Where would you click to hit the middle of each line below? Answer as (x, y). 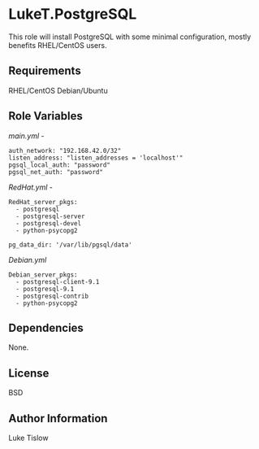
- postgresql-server (50, 216)
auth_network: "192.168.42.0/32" (65, 150)
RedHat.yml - (30, 187)
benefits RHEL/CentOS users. (58, 45)
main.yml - (26, 136)
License (29, 373)
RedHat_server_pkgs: (43, 202)
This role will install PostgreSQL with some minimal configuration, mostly (130, 37)
